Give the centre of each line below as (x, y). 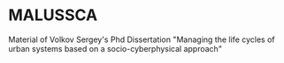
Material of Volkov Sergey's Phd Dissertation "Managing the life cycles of (142, 39)
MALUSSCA (53, 15)
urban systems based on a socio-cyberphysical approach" (115, 48)
